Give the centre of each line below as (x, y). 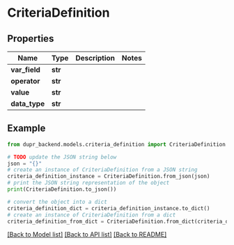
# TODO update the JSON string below (62, 157)
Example (26, 128)
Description (95, 58)
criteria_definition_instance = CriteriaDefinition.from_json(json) (109, 176)
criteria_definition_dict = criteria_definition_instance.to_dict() (109, 208)
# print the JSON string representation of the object (88, 183)
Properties (31, 39)
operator (25, 81)
